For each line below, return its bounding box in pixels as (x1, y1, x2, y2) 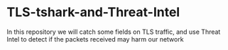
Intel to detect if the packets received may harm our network (6, 35, 184, 43)
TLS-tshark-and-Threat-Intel (6, 4, 180, 20)
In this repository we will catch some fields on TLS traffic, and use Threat (6, 27, 221, 36)
